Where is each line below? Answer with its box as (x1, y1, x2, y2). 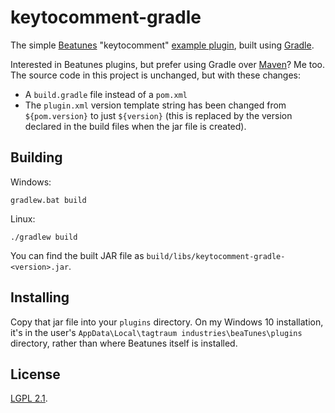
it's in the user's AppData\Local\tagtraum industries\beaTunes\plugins (10, 326, 303, 338)
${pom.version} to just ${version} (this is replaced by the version (24, 109, 293, 121)
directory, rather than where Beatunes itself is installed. (10, 337, 238, 349)
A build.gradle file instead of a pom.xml (24, 88, 188, 100)
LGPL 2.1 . (10, 392, 48, 405)
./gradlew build (10, 232, 78, 242)
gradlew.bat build (10, 195, 87, 205)
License (10, 366, 61, 383)
